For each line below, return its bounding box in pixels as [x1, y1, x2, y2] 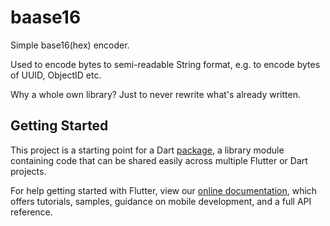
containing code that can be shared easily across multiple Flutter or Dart [10, 154, 308, 166]
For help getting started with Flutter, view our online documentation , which [10, 184, 318, 196]
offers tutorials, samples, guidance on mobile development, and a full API [10, 195, 312, 207]
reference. [10, 206, 53, 218]
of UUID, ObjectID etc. [10, 69, 102, 81]
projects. [10, 165, 47, 177]
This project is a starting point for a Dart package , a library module [10, 144, 285, 156]
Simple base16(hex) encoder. [10, 39, 130, 51]
